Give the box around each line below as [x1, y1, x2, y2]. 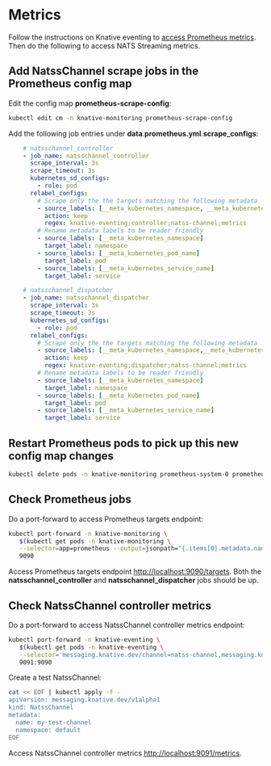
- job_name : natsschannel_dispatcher [23, 294, 150, 302]
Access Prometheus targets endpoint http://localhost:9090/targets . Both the [8, 567, 262, 576]
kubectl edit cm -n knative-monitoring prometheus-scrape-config [8, 114, 232, 122]
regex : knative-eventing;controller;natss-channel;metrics [44, 220, 248, 228]
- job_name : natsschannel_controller [23, 152, 150, 160]
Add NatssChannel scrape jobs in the [8, 65, 199, 78]
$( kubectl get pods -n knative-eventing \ [19, 643, 164, 651]
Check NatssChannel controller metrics [8, 599, 212, 613]
